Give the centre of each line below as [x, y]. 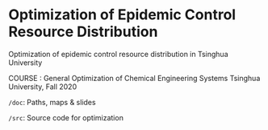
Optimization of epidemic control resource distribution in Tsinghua [118, 54]
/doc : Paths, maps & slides [52, 102]
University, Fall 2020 [43, 87]
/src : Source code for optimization [66, 117]
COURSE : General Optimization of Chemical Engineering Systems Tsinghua [134, 78]
